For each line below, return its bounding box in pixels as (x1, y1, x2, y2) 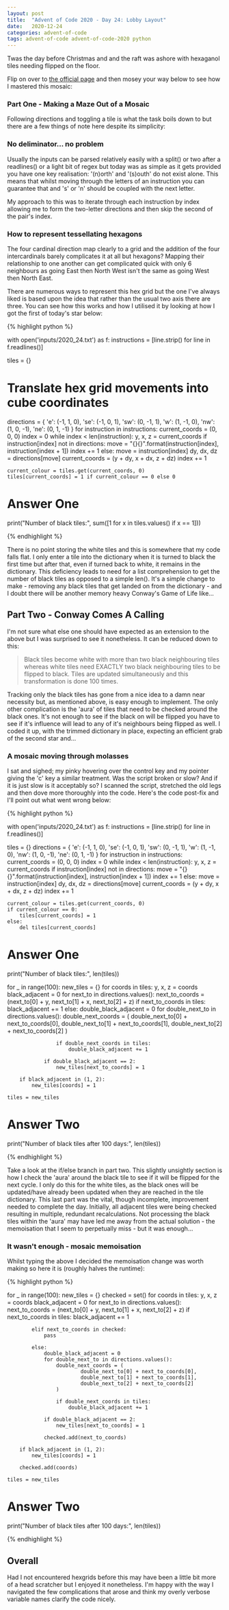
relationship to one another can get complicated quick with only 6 (7, 259, 192, 268)
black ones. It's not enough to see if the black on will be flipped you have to (7, 712, 220, 721)
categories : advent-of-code (7, 29, 87, 36)
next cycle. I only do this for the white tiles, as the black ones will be (7, 1180, 199, 1189)
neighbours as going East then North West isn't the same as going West (7, 267, 210, 275)
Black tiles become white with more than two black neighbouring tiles (23, 655, 220, 663)
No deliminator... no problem (7, 139, 104, 149)
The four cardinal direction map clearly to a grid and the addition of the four (7, 245, 220, 253)
